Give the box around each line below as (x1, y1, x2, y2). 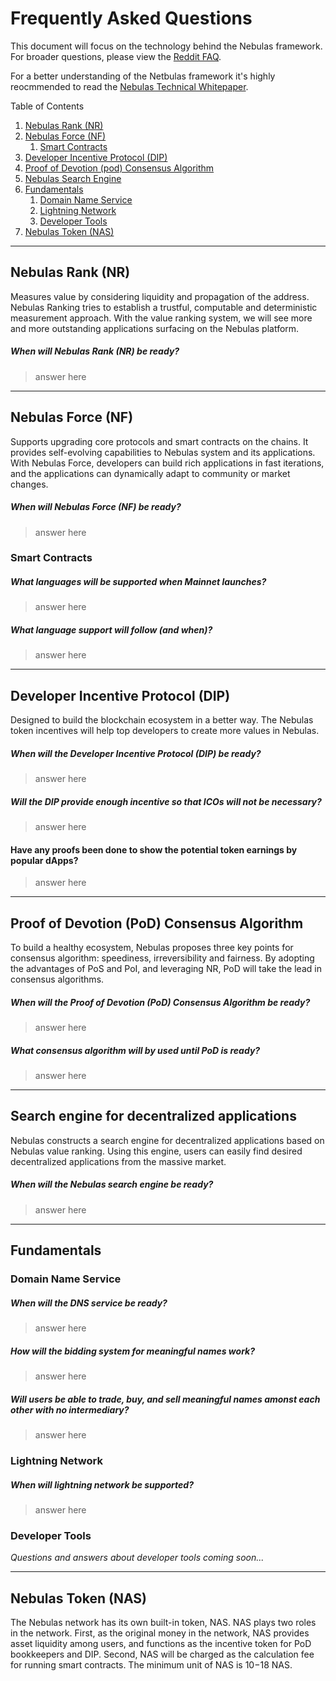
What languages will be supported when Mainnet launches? (10, 576, 267, 588)
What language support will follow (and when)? (10, 623, 213, 636)
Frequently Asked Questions (10, 7, 253, 30)
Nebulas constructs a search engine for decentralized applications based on (10, 1134, 325, 1146)
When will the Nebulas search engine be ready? (10, 1178, 214, 1191)
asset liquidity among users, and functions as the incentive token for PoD (10, 1638, 312, 1650)
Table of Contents (10, 100, 85, 112)
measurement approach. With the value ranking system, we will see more (10, 312, 313, 324)
